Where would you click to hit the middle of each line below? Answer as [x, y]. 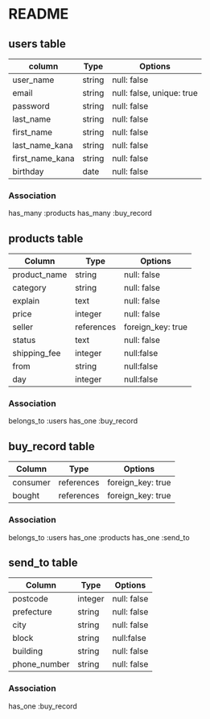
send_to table [43, 562]
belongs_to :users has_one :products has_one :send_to [99, 537]
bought [26, 496]
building [27, 651]
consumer [31, 482]
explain [26, 301]
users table [37, 44]
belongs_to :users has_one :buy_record [73, 421]
